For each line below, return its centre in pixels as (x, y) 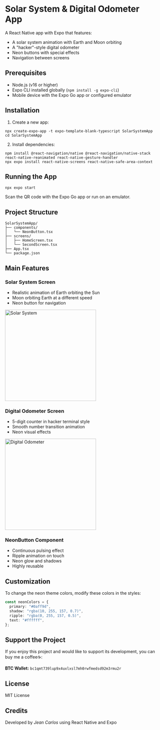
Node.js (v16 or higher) (35, 85)
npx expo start (20, 188)
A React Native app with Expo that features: (48, 33)
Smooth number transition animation (48, 427)
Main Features (27, 268)
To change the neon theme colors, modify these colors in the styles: (73, 593)
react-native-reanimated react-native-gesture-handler (62, 157)
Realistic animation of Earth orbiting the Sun (56, 292)
